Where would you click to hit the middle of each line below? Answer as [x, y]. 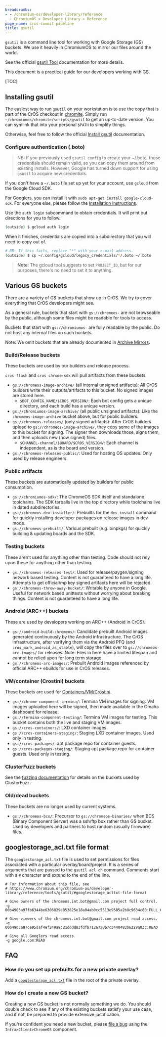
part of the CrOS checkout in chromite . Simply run [56, 114]
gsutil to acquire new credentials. [52, 174]
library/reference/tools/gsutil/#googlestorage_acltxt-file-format [76, 893]
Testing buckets [25, 546]
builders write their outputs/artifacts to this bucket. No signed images [83, 390]
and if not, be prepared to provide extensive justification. [63, 1014]
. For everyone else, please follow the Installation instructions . [74, 203]
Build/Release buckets [33, 355]
